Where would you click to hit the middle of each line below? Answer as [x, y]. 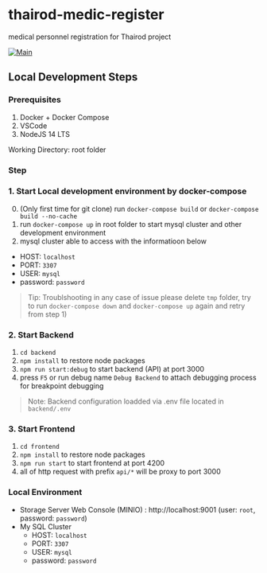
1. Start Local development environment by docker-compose [128, 191]
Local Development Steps [73, 77]
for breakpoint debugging [62, 386]
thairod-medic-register [86, 15]
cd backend [38, 353]
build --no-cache [48, 216]
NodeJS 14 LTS [44, 134]
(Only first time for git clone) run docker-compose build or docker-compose [139, 209]
